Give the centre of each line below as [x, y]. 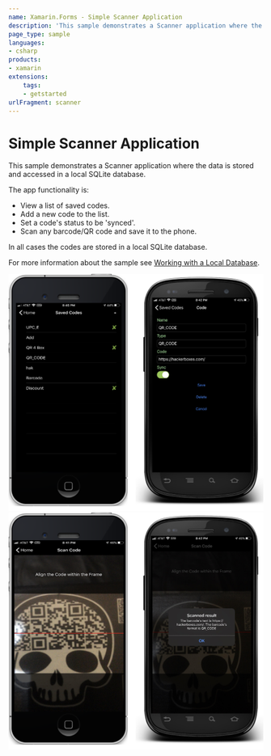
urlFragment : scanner [45, 102]
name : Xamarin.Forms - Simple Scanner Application [95, 17]
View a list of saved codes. [65, 205]
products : [25, 60]
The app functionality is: [49, 190]
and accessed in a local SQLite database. [77, 175]
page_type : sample [39, 34]
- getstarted [45, 94]
